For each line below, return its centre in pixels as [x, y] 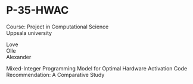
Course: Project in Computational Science [57, 27]
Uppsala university [29, 33]
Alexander [19, 57]
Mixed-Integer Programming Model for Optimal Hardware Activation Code [97, 68]
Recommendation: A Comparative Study [55, 75]
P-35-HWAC [38, 10]
